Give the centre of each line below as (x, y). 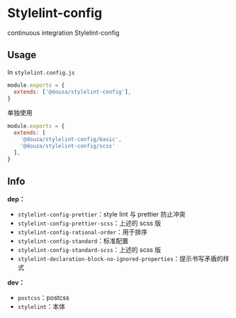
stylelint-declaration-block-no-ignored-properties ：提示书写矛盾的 (120, 259)
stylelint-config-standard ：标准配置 (73, 241)
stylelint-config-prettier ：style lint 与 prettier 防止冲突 (101, 214)
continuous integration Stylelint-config (63, 33)
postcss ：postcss (43, 298)
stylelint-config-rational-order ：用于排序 (82, 232)
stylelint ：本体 (41, 307)
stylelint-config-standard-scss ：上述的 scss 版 (89, 250)
